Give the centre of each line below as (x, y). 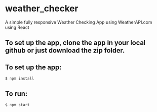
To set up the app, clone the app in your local (75, 43)
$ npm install (20, 79)
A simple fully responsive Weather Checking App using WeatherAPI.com (78, 22)
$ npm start (17, 105)
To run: (16, 94)
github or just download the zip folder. (65, 50)
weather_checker (42, 9)
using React (17, 27)
